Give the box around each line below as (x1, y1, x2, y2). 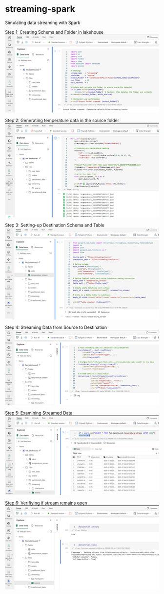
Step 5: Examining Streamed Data (5, 410, 73, 416)
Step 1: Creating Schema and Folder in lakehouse (5, 29, 104, 35)
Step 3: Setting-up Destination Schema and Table (5, 222, 104, 228)
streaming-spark (5, 3, 76, 15)
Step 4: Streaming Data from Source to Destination (5, 324, 107, 330)
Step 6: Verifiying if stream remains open (5, 500, 87, 506)
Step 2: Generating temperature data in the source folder (5, 117, 120, 123)
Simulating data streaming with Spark (5, 20, 81, 25)
